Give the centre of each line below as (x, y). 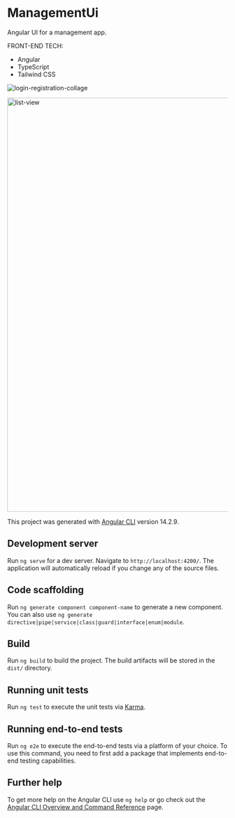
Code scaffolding (45, 590)
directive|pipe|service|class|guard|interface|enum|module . (96, 622)
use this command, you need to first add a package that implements (105, 753)
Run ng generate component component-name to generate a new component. (115, 606)
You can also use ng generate (50, 614)
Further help (35, 783)
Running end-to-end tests (65, 729)
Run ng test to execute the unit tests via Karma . (76, 707)
